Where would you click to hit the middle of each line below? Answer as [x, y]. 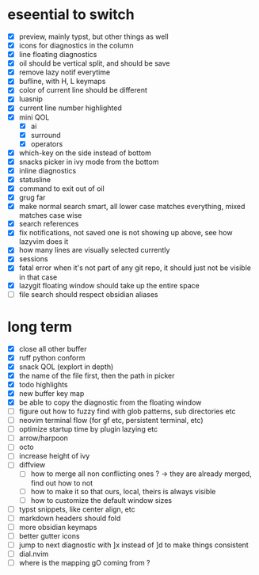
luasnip [30, 99]
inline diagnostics [48, 170]
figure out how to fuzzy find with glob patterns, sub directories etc [127, 411]
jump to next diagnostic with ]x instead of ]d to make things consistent [133, 545]
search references [49, 224]
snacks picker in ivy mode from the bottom [89, 162]
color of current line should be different [83, 90]
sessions [33, 259]
